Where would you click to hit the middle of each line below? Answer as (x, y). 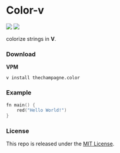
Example (19, 93)
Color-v (25, 10)
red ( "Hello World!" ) (42, 110)
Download (21, 54)
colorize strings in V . (31, 38)
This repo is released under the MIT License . (60, 144)
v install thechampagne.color (43, 78)
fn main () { (21, 105)
